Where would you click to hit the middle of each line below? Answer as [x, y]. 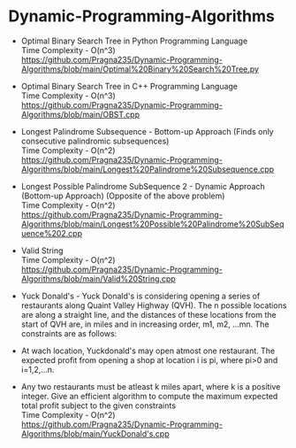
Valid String [42, 251]
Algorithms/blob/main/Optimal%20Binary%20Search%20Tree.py [140, 69]
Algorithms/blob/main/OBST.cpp [80, 114]
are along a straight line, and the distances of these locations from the [148, 314]
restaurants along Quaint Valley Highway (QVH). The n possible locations [154, 305]
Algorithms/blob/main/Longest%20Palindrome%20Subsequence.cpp [148, 169]
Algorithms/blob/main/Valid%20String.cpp [98, 278]
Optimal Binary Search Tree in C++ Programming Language [129, 86]
